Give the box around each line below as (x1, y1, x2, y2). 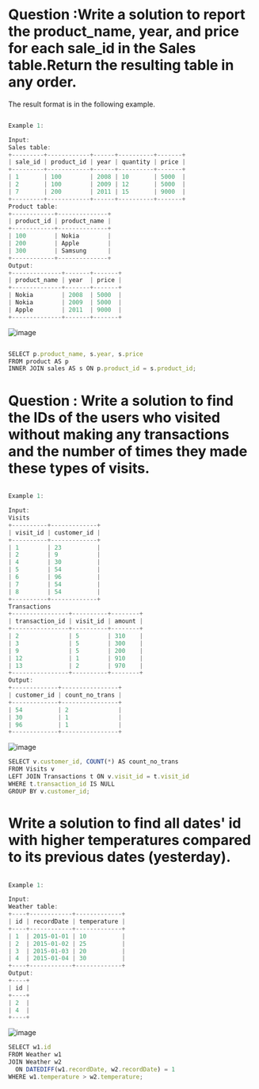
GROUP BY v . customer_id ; (8, 787, 90, 795)
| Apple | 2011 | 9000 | (8, 306, 123, 314)
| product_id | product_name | (8, 217, 112, 226)
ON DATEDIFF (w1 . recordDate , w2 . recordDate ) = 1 (15, 1065, 176, 1073)
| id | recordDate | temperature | (8, 917, 126, 926)
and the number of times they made (8, 442, 248, 460)
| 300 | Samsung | (8, 246, 112, 255)
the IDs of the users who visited (8, 408, 220, 427)
